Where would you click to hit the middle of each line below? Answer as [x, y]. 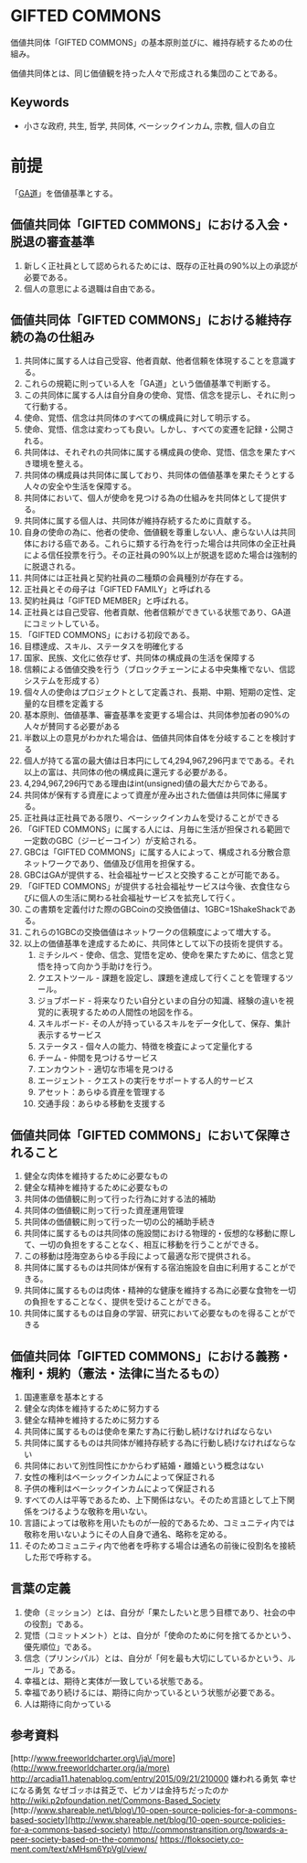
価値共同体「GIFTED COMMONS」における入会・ [151, 225]
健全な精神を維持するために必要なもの [95, 1187]
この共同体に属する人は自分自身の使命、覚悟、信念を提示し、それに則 [156, 395]
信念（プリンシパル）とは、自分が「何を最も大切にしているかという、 [155, 1658]
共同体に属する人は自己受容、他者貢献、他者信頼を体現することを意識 [156, 361]
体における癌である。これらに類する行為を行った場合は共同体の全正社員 [159, 544]
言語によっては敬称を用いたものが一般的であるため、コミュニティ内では [159, 1522]
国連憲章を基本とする [64, 1397]
